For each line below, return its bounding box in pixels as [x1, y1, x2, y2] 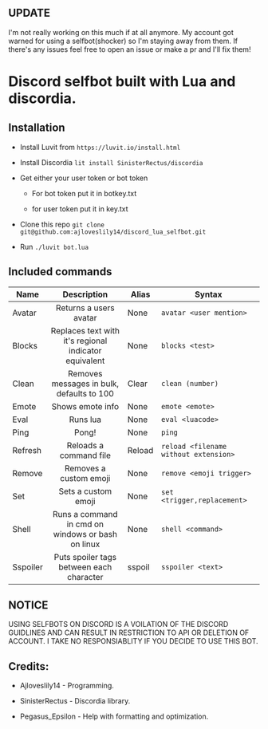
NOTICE [8, 598, 49, 613]
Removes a [64, 463, 106, 474]
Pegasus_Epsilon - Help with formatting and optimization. [19, 711, 209, 721]
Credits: [8, 660, 49, 673]
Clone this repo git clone [19, 219, 105, 229]
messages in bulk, [51, 378, 120, 389]
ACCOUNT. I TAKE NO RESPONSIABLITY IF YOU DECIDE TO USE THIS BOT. [8, 636, 258, 646]
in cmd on [66, 518, 104, 530]
